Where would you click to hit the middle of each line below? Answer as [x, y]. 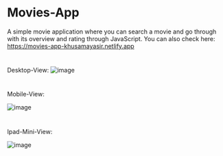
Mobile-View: [26, 94]
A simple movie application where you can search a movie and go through [112, 31]
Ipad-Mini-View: [30, 131]
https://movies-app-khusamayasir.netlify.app [71, 46]
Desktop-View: [28, 70]
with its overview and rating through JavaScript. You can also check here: [111, 38]
